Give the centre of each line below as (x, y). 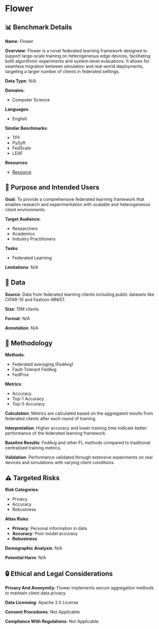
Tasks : (12, 248)
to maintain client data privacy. (36, 593)
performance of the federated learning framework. (56, 433)
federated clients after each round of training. (51, 419)
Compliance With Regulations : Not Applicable (52, 621)
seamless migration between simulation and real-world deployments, (74, 66)
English (20, 119)
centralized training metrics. (33, 448)
